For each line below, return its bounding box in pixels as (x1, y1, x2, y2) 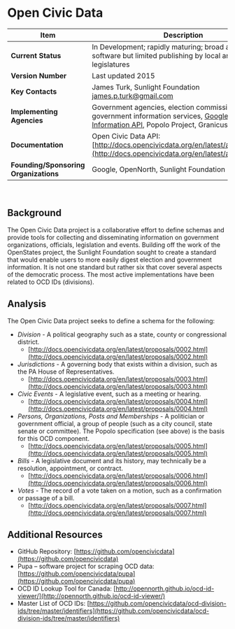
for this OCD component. (17, 434, 90, 442)
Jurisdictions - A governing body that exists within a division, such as (17, 360, 218, 368)
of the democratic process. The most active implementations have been (7, 270, 215, 278)
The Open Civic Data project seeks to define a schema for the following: (7, 316, 215, 325)
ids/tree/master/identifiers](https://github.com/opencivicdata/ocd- (17, 607, 210, 615)
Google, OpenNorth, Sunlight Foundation (92, 164, 226, 174)
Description (163, 30, 204, 40)
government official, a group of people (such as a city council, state (17, 419, 213, 427)
